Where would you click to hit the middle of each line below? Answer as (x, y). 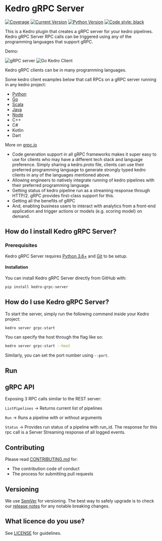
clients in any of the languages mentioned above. (61, 175)
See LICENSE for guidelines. (33, 533)
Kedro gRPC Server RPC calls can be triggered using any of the (68, 36)
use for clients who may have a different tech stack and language (77, 159)
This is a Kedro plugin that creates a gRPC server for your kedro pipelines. (79, 31)
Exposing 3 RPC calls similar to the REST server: (53, 399)
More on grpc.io (21, 144)
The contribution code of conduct (46, 469)
